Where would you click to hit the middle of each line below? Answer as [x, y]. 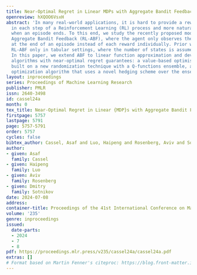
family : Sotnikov [33, 192]
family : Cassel [30, 159]
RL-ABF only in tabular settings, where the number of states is [93, 50]
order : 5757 [21, 132]
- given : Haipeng [27, 165]
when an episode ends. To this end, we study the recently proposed [97, 33]
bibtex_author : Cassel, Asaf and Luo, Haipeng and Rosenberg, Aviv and [95, 142]
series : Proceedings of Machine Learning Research [69, 83]
